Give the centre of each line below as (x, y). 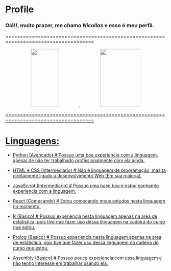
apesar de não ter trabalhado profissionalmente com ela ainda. (79, 161)
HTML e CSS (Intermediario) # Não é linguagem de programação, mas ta (89, 170)
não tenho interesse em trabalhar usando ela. (60, 263)
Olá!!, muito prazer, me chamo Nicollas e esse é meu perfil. (80, 26)
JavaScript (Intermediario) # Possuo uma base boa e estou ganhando (86, 186)
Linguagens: (32, 141)
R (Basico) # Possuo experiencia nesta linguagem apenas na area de (85, 216)
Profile (20, 9)
